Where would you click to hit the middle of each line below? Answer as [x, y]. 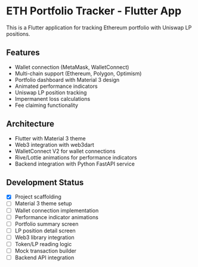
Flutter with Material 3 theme [50, 138]
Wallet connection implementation [57, 210]
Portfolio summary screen [47, 224]
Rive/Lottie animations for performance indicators [76, 157]
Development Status [45, 182]
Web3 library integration [44, 237]
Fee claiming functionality [47, 105]
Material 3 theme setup [43, 204]
